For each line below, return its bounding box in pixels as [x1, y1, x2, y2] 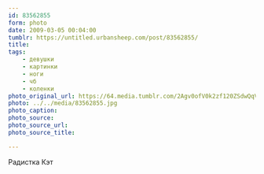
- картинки [22, 63, 58, 71]
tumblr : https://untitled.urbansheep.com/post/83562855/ [8, 33, 199, 42]
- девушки [22, 56, 55, 64]
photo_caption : [8, 107, 58, 115]
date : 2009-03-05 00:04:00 [8, 26, 97, 34]
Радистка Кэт [8, 157, 53, 166]
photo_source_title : [8, 128, 76, 136]
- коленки [22, 84, 55, 93]
